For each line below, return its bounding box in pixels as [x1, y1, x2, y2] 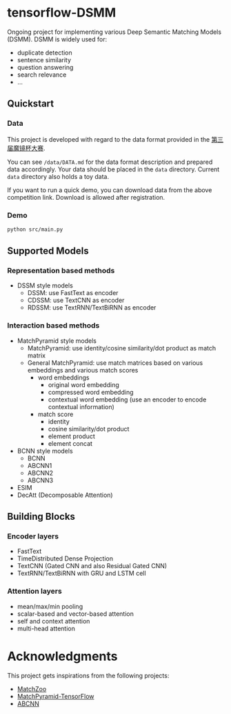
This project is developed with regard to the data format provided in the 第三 [7, 135, 224, 143]
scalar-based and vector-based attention [17, 610, 134, 618]
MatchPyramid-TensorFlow [17, 692, 94, 700]
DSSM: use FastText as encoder [27, 289, 119, 297]
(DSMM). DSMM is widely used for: [7, 35, 108, 43]
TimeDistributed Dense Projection [17, 554, 114, 563]
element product [48, 432, 95, 440]
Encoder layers [7, 532, 59, 541]
